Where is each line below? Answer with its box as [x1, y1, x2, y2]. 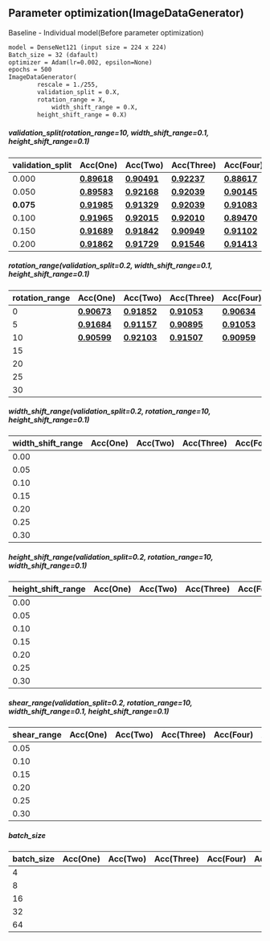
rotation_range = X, [37, 96, 106, 104]
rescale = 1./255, [37, 80, 99, 89]
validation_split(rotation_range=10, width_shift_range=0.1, [8, 128, 209, 138]
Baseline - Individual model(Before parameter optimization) [8, 27, 204, 37]
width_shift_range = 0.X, [51, 103, 138, 111]
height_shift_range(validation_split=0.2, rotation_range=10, [8, 553, 214, 562]
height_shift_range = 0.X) [37, 110, 128, 119]
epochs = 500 [8, 66, 52, 74]
